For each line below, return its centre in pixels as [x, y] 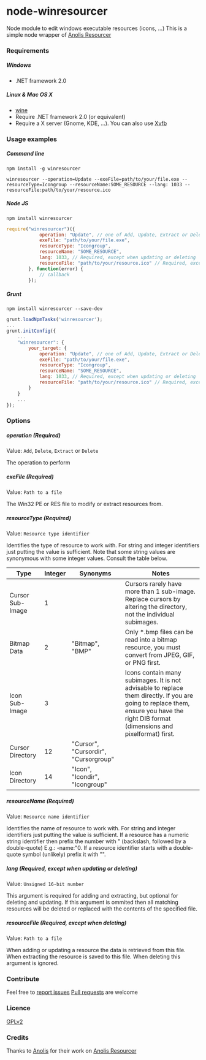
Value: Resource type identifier [48, 534]
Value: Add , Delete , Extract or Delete [52, 451]
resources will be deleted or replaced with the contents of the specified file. [102, 909]
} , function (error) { [56, 269]
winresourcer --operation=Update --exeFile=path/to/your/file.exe [93, 179]
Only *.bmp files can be [159, 632]
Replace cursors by [153, 599]
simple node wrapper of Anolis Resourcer [59, 34]
